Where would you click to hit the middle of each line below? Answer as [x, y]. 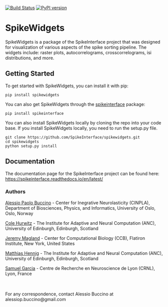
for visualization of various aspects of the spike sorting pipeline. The [76, 47]
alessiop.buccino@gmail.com [36, 299]
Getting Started [30, 73]
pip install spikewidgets [32, 95]
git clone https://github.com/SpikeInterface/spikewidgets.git [73, 137]
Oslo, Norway [19, 213]
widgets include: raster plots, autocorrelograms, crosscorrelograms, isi [78, 52]
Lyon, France [19, 273]
